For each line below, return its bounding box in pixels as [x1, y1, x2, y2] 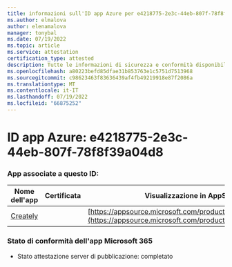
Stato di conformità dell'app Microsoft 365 [7, 236, 153, 246]
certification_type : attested [7, 55, 95, 62]
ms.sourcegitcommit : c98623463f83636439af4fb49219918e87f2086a [7, 74, 193, 81]
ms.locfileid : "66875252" [7, 100, 81, 107]
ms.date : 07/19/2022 [7, 36, 67, 43]
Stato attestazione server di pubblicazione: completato [17, 252, 173, 260]
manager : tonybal [7, 29, 57, 37]
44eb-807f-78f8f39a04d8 [7, 144, 164, 160]
